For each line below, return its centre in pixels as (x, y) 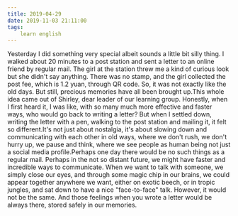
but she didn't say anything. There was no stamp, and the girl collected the (117, 77)
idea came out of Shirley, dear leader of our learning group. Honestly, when (118, 99)
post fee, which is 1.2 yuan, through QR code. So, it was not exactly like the (117, 84)
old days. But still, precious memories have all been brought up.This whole (116, 92)
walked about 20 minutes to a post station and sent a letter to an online (111, 62)
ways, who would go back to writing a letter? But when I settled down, (110, 114)
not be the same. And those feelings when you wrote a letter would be (110, 198)
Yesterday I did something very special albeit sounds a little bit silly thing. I (116, 54)
